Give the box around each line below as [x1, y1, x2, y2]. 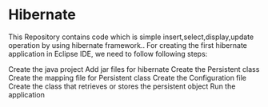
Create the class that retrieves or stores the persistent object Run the [8, 81, 236, 91]
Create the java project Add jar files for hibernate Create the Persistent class [8, 64, 260, 73]
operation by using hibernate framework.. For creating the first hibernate [8, 40, 248, 50]
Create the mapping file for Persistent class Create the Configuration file [8, 73, 246, 82]
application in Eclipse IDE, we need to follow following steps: [8, 49, 208, 58]
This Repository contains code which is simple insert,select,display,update [8, 32, 254, 42]
